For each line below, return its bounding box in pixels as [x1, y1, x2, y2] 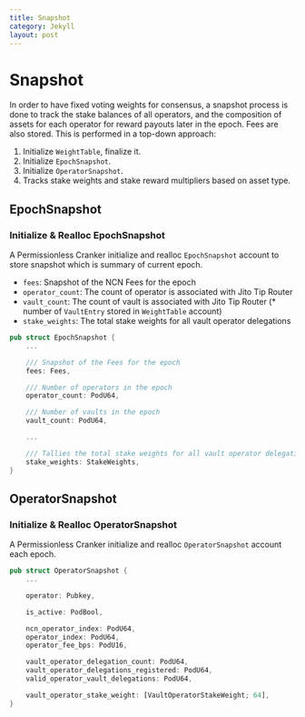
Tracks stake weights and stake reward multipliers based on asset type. [22, 175, 291, 187]
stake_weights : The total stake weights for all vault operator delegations [22, 316, 291, 326]
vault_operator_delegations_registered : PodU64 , [25, 666, 213, 675]
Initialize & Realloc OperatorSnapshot [9, 518, 178, 530]
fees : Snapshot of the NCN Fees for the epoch [22, 277, 197, 288]
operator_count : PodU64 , [25, 391, 120, 400]
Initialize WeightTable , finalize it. [22, 146, 142, 157]
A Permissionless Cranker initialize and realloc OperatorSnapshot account [9, 539, 282, 550]
